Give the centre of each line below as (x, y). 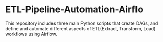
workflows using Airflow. (31, 34)
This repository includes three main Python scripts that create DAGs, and (82, 23)
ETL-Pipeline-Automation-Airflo (74, 9)
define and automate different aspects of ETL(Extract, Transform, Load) (80, 28)
